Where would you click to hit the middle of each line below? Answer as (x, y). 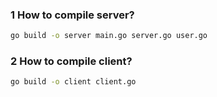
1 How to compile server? (72, 15)
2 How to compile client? (71, 61)
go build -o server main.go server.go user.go (109, 36)
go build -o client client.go (73, 82)
